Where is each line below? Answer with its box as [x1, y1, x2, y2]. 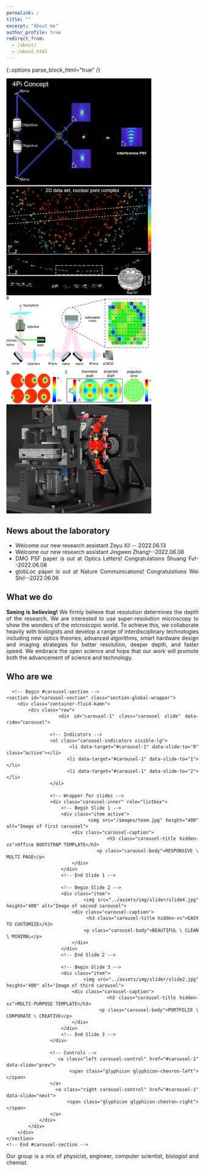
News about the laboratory [6, 525, 110, 536]
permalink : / [6, 10, 40, 16]
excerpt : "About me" [6, 23, 59, 29]
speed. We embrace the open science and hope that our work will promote [6, 647, 199, 654]
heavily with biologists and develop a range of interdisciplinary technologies [6, 627, 199, 635]
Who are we [6, 672, 53, 682]
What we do [6, 592, 53, 602]
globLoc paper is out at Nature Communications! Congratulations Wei [15, 567, 199, 575]
